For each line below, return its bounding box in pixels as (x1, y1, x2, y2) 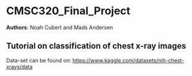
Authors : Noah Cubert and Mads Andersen (6, 24, 113, 31)
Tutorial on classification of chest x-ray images (6, 41, 187, 51)
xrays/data (6, 63, 33, 70)
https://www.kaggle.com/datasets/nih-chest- (72, 56, 184, 64)
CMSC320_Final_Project (6, 4, 131, 18)
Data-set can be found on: (6, 56, 71, 64)
